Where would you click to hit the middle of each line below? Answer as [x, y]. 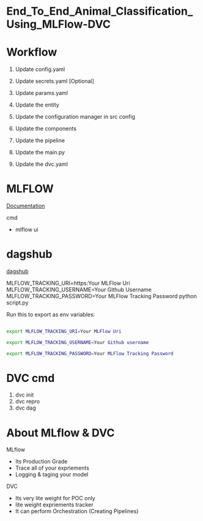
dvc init [24, 395]
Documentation [26, 206]
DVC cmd [31, 378]
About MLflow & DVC [61, 433]
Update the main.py [40, 152]
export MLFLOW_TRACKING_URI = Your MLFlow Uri [64, 331]
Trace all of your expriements [52, 468]
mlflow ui [27, 230]
